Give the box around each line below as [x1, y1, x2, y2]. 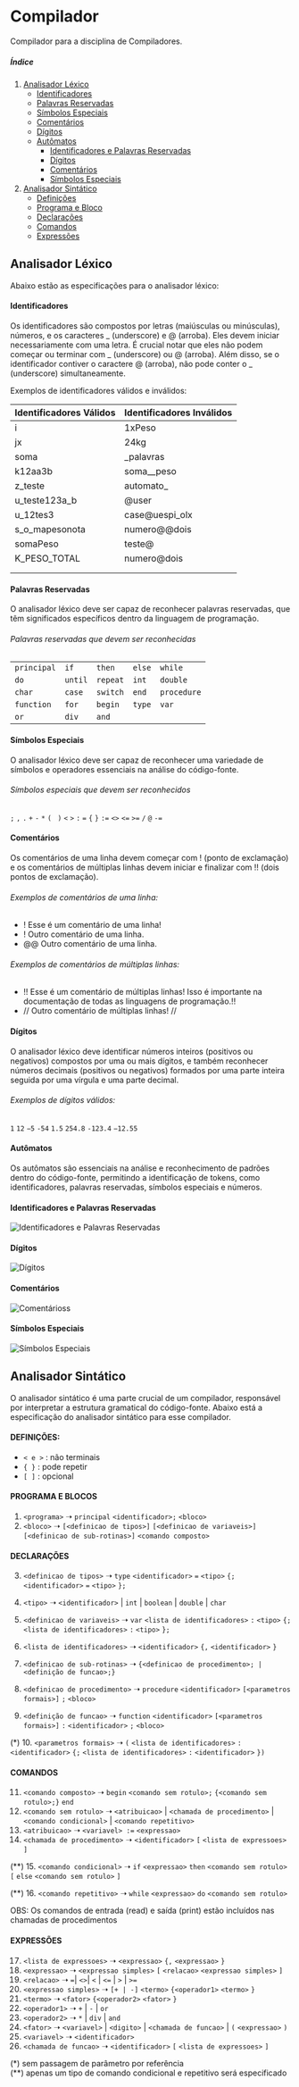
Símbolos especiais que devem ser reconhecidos [10, 784, 191, 796]
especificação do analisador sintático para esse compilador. [10, 1411, 231, 1422]
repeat [96, 675, 124, 685]
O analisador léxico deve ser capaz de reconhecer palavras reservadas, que [10, 604, 291, 614]
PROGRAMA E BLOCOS [10, 1491, 97, 1502]
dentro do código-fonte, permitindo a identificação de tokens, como [10, 1172, 261, 1182]
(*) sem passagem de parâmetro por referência [10, 2058, 184, 2068]
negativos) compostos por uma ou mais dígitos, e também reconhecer [10, 1056, 269, 1066]
